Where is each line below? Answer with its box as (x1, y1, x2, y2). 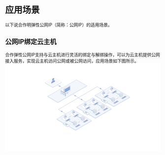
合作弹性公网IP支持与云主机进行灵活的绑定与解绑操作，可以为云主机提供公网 (5, 51, 160, 57)
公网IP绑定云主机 (5, 38, 57, 46)
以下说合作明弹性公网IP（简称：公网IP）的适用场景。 (5, 22, 112, 28)
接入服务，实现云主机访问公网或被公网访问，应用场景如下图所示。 (5, 58, 139, 64)
